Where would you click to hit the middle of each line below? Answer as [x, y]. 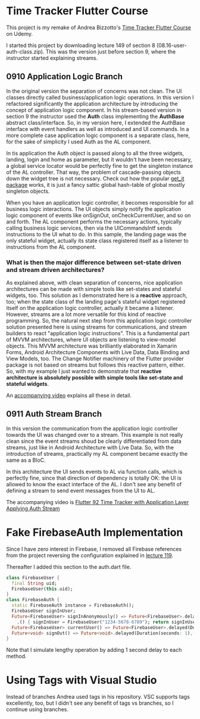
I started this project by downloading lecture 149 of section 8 [81, 45]
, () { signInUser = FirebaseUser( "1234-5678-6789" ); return [93, 622]
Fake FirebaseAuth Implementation [95, 532]
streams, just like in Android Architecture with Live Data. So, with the [90, 447]
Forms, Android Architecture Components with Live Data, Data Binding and [98, 352]
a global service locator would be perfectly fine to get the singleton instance [100, 165]
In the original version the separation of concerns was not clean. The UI [94, 91]
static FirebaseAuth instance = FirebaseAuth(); [73, 605]
